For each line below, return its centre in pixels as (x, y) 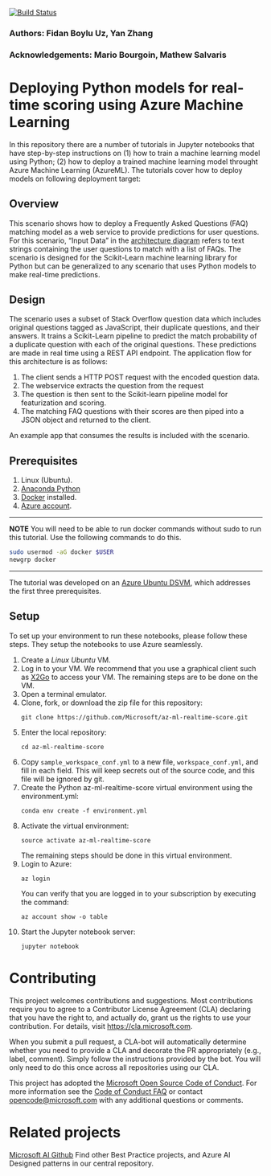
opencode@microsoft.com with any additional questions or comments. (126, 1100)
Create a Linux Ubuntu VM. (66, 660)
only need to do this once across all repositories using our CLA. (114, 1067)
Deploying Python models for (109, 88)
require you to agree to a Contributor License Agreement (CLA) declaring (130, 1009)
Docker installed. (49, 498)
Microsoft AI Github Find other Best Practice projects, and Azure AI (120, 1154)
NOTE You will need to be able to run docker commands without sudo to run (135, 529)
